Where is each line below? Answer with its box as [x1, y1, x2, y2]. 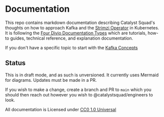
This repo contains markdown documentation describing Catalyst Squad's [5, 20, 156, 25]
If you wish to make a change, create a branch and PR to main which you [5, 87, 152, 93]
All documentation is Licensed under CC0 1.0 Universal [5, 106, 116, 112]
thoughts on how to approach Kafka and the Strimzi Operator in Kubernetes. [5, 24, 160, 30]
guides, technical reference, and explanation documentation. [10, 35, 134, 41]
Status [5, 59, 26, 67]
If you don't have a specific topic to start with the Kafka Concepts [5, 45, 138, 50]
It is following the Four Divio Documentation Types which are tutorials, [5, 30, 147, 36]
